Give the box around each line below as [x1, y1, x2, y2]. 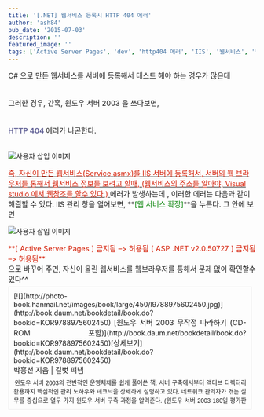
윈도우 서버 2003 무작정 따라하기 [116, 318, 227, 327]
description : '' [8, 33, 61, 42]
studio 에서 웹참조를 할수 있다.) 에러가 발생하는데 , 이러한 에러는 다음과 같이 [8, 189, 251, 199]
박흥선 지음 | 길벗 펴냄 [13, 366, 84, 375]
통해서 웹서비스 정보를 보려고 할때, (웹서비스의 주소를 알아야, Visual [30, 179, 246, 188]
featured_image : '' [8, 41, 72, 49]
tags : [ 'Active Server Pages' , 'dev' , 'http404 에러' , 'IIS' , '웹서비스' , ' [8, 48, 255, 56]
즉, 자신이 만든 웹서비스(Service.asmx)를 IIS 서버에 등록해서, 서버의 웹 [8, 169, 234, 178]
